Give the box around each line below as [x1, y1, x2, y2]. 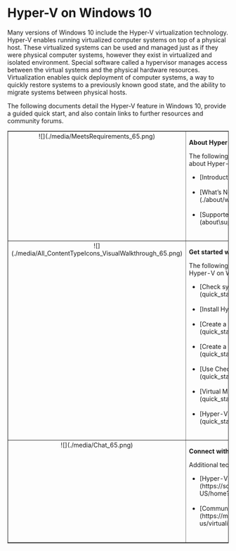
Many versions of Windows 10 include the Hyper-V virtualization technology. [7, 28, 228, 37]
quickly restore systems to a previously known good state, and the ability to [7, 80, 226, 89]
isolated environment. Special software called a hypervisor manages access [7, 58, 228, 66]
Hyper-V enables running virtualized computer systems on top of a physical [7, 35, 226, 44]
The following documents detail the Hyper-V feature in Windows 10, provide [7, 101, 227, 110]
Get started [188, 248, 223, 256]
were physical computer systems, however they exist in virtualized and [7, 51, 212, 59]
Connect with [188, 447, 230, 455]
